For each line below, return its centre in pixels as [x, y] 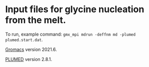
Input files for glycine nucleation [75, 9]
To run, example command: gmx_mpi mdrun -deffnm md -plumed [70, 34]
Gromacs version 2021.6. [31, 49]
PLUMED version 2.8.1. [29, 59]
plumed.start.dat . [24, 40]
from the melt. [36, 20]
